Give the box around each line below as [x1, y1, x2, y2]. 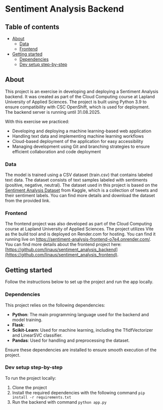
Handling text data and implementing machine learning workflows [12, 133, 144, 139]
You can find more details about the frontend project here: [5, 242, 122, 248]
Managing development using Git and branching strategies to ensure [12, 143, 150, 149]
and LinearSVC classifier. [12, 332, 63, 338]
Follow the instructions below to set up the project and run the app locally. [5, 279, 154, 285]
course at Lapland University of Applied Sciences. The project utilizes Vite [5, 226, 154, 232]
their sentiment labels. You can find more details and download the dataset [5, 193, 155, 198]
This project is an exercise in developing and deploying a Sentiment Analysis [5, 89, 159, 94]
